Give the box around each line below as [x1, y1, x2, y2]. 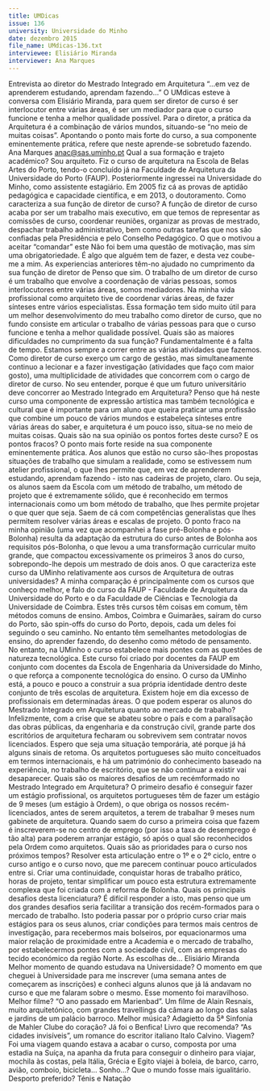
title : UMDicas [8, 11, 60, 20]
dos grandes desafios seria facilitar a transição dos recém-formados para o [8, 901, 260, 912]
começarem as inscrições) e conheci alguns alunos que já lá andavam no [8, 979, 252, 989]
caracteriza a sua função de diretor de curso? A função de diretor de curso [8, 199, 258, 208]
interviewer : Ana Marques [8, 57, 95, 65]
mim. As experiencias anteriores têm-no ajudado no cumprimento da [27, 259, 255, 269]
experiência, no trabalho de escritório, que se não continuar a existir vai [8, 764, 247, 775]
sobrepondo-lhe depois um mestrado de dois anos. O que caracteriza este [8, 558, 256, 569]
